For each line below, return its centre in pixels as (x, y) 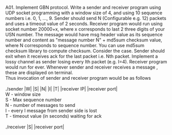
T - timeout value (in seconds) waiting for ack (53, 116)
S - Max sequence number (34, 100)
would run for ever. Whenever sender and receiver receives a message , (82, 67)
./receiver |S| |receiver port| (35, 127)
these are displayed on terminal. (39, 73)
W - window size (23, 94)
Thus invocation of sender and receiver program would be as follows (78, 78)
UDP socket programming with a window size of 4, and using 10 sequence (84, 13)
